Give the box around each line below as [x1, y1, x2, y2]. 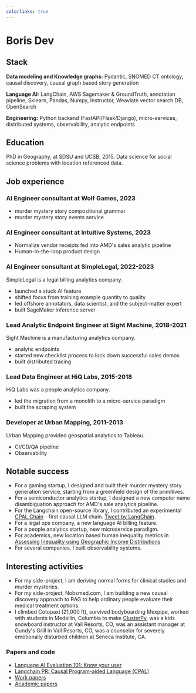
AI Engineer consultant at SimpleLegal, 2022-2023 [6, 263, 154, 271]
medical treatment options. [14, 602, 80, 609]
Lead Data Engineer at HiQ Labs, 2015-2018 [6, 373, 133, 381]
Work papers [14, 674, 46, 681]
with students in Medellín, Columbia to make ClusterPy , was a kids [14, 615, 175, 622]
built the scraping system [14, 404, 76, 411]
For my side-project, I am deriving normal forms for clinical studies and [14, 577, 187, 584]
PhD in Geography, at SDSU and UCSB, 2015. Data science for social [6, 153, 172, 160]
